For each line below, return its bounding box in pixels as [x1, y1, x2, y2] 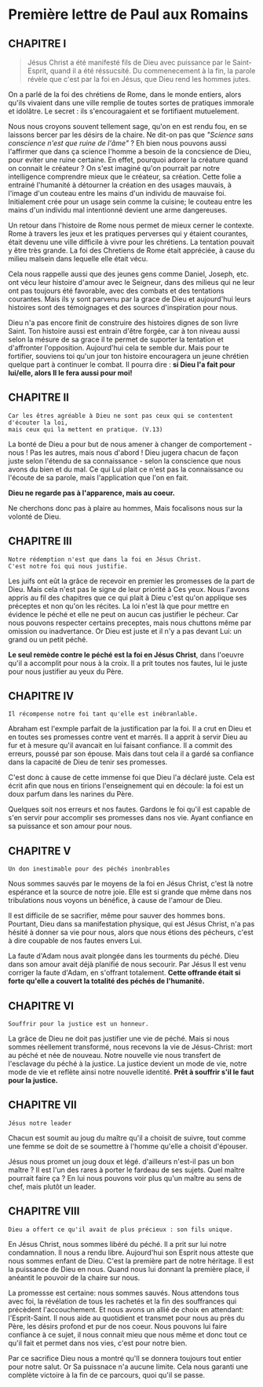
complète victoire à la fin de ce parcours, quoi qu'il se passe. [8, 1370, 206, 1379]
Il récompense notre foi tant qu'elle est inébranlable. [8, 710, 199, 718]
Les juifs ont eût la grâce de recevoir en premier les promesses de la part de [8, 576, 255, 586]
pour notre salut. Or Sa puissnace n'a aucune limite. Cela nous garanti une [8, 1362, 249, 1371]
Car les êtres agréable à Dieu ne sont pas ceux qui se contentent [8, 412, 234, 420]
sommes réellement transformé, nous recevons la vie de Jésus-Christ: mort [8, 1042, 253, 1052]
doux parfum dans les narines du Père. [8, 790, 134, 799]
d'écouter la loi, [8, 419, 68, 427]
